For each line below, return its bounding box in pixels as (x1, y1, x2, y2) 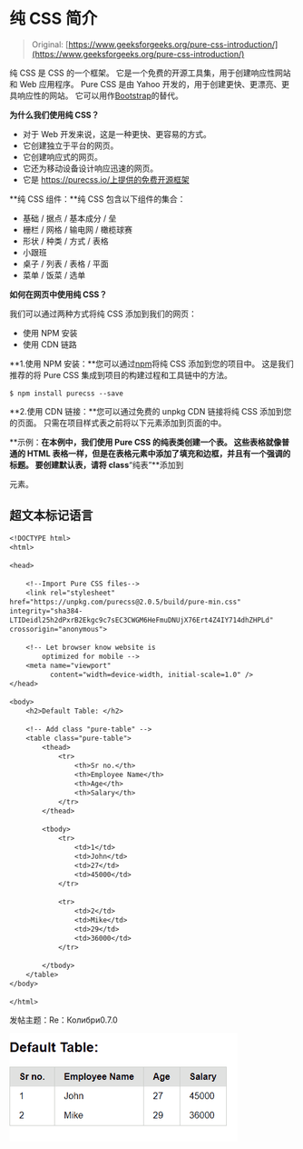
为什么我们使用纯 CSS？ (9, 109, 100, 120)
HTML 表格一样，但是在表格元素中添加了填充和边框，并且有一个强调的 (26, 447, 291, 459)
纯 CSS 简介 (9, 8, 98, 29)
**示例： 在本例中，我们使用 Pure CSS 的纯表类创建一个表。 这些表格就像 (9, 436, 282, 447)
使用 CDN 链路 (22, 338, 77, 350)
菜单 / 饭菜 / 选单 (22, 269, 86, 280)
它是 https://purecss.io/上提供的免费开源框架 (22, 174, 190, 185)
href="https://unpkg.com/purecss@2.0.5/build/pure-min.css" (9, 597, 242, 606)
